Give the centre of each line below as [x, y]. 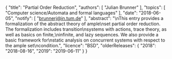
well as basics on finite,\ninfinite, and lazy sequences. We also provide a [82, 35]
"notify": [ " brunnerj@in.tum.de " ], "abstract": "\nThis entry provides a [89, 18]
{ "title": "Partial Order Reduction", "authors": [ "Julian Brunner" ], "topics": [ [85, 7]
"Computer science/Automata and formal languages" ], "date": [71, 13]
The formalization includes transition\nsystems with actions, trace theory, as [86, 29]
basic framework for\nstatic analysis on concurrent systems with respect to [85, 40]
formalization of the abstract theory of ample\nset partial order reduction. [83, 24]
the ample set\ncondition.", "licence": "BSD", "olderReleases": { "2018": [81, 45]
